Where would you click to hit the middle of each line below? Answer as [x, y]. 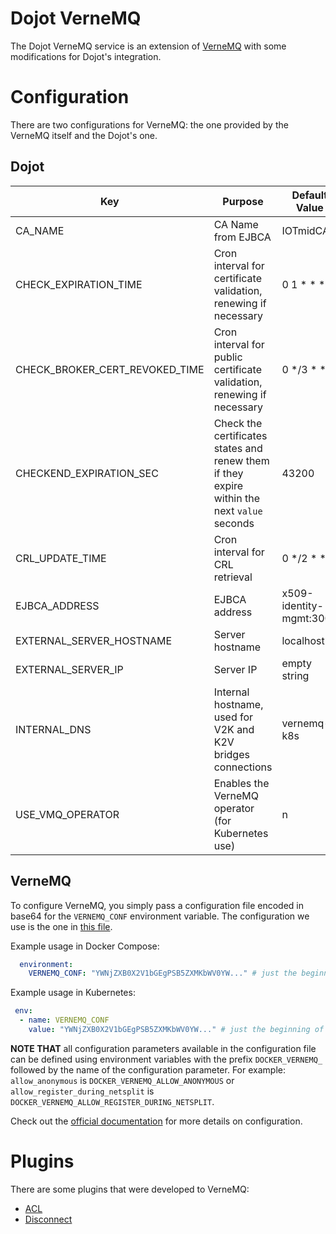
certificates [240, 435]
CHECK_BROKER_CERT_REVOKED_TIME [110, 369]
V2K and [234, 729]
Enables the [241, 783]
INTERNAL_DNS [53, 729]
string [295, 675]
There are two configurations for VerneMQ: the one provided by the [149, 124]
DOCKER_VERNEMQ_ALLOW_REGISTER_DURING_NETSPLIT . [112, 1101]
